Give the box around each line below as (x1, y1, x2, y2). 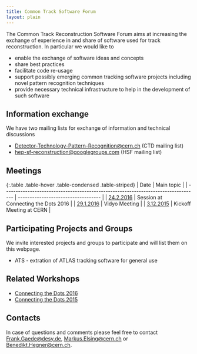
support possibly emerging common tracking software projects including (14, 73, 191, 80)
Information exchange (6, 109, 89, 119)
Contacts (6, 313, 41, 323)
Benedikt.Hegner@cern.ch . (6, 341, 72, 348)
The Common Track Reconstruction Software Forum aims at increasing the (6, 30, 187, 37)
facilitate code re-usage (14, 67, 73, 74)
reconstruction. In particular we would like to (6, 42, 114, 50)
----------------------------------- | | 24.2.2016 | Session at (17, 194, 163, 201)
